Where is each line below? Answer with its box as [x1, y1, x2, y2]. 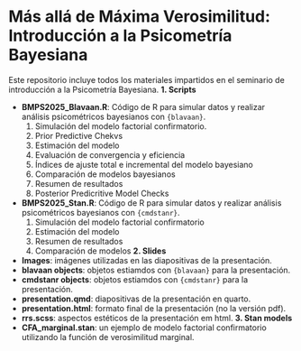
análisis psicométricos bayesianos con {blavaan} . [21, 111, 206, 122]
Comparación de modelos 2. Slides [34, 245, 167, 256]
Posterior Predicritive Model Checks [34, 188, 169, 199]
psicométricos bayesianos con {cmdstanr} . [21, 207, 181, 217]
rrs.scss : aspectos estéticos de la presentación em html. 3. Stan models [21, 312, 293, 323]
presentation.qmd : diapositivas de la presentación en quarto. [21, 293, 251, 304]
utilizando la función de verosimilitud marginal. [21, 331, 195, 342]
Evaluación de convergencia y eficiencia [34, 149, 186, 160]
